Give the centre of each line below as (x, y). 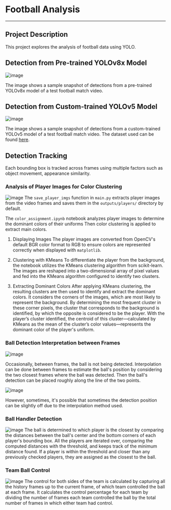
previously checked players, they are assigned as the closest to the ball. (81, 457)
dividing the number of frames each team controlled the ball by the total (81, 498)
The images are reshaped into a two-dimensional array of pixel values (86, 271)
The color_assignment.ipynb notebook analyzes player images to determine (85, 219)
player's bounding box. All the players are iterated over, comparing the (79, 441)
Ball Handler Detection (34, 419)
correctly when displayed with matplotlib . (57, 250)
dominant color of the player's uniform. (54, 330)
